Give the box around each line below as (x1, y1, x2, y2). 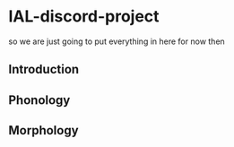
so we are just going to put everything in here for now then (8, 36, 225, 47)
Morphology (8, 123, 79, 138)
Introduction (8, 62, 80, 77)
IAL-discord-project (8, 6, 160, 27)
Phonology (8, 92, 71, 108)
